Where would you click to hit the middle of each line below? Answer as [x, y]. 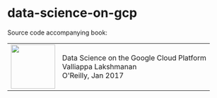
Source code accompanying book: [58, 32]
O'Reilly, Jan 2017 [93, 75]
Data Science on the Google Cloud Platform [135, 58]
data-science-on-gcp [72, 13]
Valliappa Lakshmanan [100, 66]
